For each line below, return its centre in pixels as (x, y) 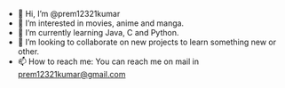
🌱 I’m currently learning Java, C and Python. (98, 32)
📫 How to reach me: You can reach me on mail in (108, 61)
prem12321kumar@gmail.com (71, 74)
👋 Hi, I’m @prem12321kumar (69, 14)
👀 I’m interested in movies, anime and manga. (101, 23)
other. (28, 52)
